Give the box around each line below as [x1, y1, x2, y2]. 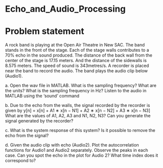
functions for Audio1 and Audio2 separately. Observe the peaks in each [5, 147, 148, 153]
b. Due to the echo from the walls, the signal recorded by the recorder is [5, 103, 150, 108]
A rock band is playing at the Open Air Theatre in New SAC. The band [5, 42, 145, 48]
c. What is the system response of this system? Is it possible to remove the [5, 127, 155, 133]
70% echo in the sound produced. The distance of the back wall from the [5, 52, 153, 58]
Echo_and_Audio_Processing [5, 3, 126, 15]
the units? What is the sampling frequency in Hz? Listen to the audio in [5, 88, 146, 94]
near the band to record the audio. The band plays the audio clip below [5, 68, 148, 74]
